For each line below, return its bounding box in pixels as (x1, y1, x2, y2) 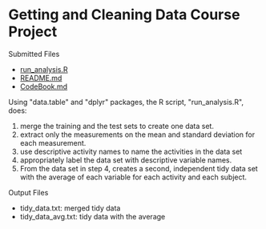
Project (8, 22, 58, 41)
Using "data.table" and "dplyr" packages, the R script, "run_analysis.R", (8, 97, 244, 106)
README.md (19, 73, 62, 82)
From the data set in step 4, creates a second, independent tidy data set (19, 163, 258, 173)
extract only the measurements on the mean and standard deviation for (19, 130, 256, 139)
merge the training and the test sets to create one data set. (19, 121, 215, 131)
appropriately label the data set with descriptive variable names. (19, 155, 232, 165)
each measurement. (19, 138, 87, 147)
